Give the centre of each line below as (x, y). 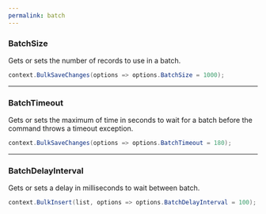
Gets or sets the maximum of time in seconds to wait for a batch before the (131, 120)
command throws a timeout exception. (71, 128)
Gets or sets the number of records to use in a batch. (95, 60)
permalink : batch (37, 15)
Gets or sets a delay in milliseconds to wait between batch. (104, 188)
